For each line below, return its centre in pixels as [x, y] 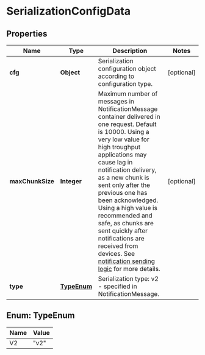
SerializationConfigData [69, 11]
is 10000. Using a [124, 132]
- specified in [117, 286]
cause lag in [115, 162]
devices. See [117, 254]
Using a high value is [128, 208]
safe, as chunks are [126, 223]
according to [116, 76]
